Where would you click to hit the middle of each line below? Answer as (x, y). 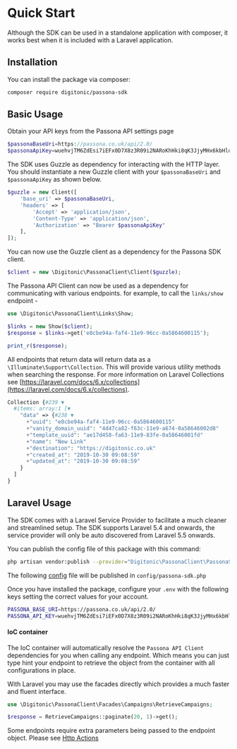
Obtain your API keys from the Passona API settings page (91, 131)
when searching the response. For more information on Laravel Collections (116, 374)
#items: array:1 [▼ (42, 409)
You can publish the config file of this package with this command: (104, 548)
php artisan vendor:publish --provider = (68, 562)
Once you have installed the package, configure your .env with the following (118, 589)
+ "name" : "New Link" (56, 442)
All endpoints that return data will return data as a (79, 359)
